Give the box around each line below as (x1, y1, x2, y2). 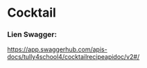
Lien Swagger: (7, 30, 58, 40)
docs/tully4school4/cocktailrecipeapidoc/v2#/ (7, 53, 140, 61)
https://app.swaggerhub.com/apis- (7, 45, 107, 53)
